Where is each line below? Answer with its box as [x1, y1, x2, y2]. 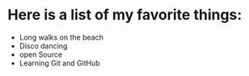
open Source [19, 49, 62, 59]
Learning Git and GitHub [19, 58, 100, 68]
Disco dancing [19, 40, 68, 50]
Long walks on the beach [19, 32, 104, 42]
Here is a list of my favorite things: [7, 6, 243, 24]
